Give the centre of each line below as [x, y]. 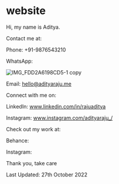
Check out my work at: [33, 129]
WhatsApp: [20, 61]
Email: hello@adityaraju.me [39, 84]
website [26, 11]
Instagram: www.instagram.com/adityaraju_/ [59, 118]
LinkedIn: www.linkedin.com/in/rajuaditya [56, 106]
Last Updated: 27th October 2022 [47, 175]
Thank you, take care [32, 163]
